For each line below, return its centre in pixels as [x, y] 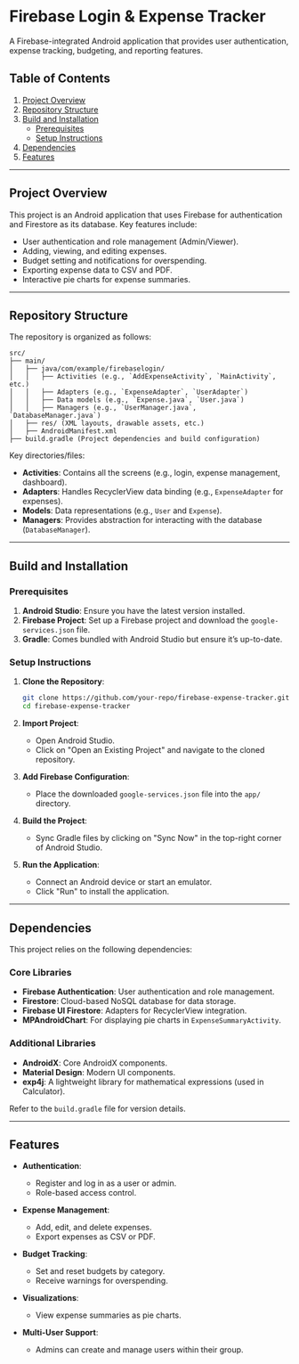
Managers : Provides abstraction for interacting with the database [142, 520]
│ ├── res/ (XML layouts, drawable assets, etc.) [107, 424]
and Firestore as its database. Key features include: [103, 224]
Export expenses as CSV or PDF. [95, 1237]
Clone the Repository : [63, 682]
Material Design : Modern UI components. [99, 1072]
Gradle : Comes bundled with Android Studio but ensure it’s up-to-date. [152, 640]
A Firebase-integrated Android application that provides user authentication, [149, 41]
